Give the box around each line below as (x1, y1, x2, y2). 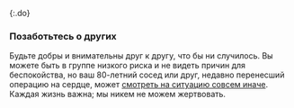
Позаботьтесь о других (9, 30, 117, 42)
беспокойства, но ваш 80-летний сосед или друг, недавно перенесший (9, 69, 285, 80)
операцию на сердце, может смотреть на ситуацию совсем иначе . (9, 79, 268, 90)
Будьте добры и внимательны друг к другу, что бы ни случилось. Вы (9, 50, 273, 61)
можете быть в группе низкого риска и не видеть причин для (9, 60, 245, 71)
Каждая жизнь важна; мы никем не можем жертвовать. (9, 89, 227, 100)
